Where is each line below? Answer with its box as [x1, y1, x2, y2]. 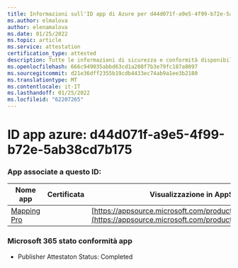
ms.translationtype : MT [7, 76, 78, 84]
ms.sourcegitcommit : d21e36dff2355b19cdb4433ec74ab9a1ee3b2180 [7, 69, 198, 77]
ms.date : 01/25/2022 [7, 30, 69, 38]
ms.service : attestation [7, 43, 81, 50]
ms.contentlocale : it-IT [7, 83, 81, 90]
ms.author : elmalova [7, 17, 69, 24]
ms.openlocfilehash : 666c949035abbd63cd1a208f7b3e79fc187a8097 [7, 63, 198, 70]
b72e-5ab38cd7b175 [7, 142, 132, 158]
